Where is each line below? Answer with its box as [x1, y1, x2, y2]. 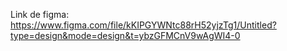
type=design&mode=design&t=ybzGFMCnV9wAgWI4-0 [10, 30, 241, 41]
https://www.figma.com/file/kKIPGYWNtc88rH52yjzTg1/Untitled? [10, 19, 277, 31]
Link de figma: [10, 9, 70, 20]
